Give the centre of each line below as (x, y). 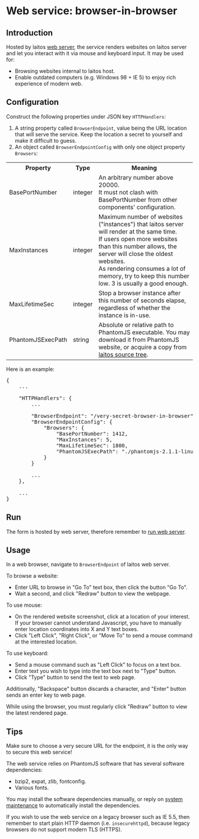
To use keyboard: (27, 654)
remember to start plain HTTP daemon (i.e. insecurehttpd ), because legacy (98, 823)
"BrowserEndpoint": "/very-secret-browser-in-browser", (114, 416)
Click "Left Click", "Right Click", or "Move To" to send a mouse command (103, 636)
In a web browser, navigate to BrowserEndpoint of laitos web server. (88, 565)
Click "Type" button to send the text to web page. (75, 677)
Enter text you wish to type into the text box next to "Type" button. (95, 671)
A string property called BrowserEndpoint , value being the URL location (101, 128)
